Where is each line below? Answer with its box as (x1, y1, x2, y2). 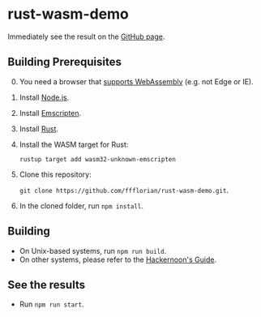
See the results (7, 277, 86, 292)
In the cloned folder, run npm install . (19, 200, 143, 211)
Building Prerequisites (7, 55, 122, 69)
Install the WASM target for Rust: (19, 139, 129, 149)
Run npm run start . (19, 299, 84, 309)
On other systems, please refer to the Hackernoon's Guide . (19, 255, 216, 264)
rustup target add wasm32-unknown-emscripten (19, 155, 176, 163)
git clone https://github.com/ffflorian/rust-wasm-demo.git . (19, 185, 229, 195)
